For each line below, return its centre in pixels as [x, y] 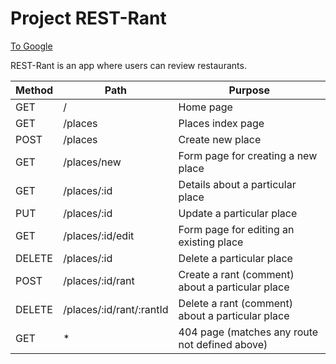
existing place [211, 242]
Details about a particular [237, 184]
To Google [31, 46]
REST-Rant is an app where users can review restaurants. [128, 65]
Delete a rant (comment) [235, 303]
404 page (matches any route [248, 332]
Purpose [249, 90]
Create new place [220, 139]
